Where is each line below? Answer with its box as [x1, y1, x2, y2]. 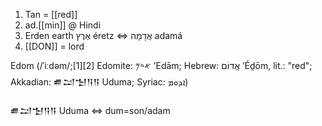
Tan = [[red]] [24, 9, 78, 20]
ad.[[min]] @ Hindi [24, 19, 102, 31]
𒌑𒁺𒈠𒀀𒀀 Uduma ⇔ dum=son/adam [10, 105, 171, 116]
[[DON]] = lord [24, 40, 85, 52]
